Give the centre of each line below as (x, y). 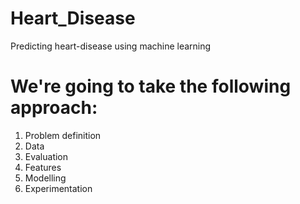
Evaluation (46, 156)
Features (43, 167)
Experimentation (58, 188)
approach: (54, 108)
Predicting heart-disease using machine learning (111, 46)
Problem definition (63, 135)
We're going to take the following (151, 86)
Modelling (45, 178)
